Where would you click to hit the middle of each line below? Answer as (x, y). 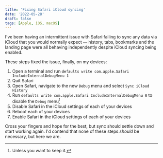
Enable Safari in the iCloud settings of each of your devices (71, 117)
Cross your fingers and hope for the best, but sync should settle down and (80, 126)
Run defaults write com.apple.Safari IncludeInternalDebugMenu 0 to (82, 95)
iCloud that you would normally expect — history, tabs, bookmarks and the (80, 42)
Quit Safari (23, 81)
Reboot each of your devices (41, 111)
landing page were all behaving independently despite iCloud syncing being (81, 47)
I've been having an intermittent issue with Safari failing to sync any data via (81, 37)
